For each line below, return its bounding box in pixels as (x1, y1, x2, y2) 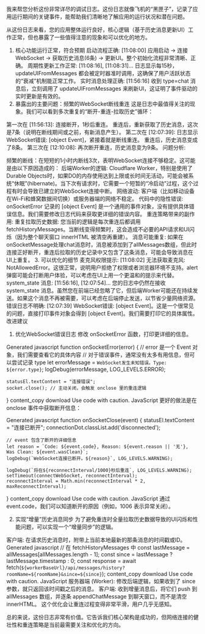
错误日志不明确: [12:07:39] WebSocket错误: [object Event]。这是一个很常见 (6, 302, 194, 309)
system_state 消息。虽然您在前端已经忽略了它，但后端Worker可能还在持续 (6, 287, 193, 294)
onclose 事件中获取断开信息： (6, 405, 81, 411)
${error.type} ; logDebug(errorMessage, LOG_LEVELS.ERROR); (6, 366, 166, 373)
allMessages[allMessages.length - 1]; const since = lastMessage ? (6, 551, 173, 558)
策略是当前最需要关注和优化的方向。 (32, 621, 124, 628)
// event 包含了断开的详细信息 (6, 437, 77, 443)
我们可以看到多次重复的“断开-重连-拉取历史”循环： (26, 108, 154, 115)
